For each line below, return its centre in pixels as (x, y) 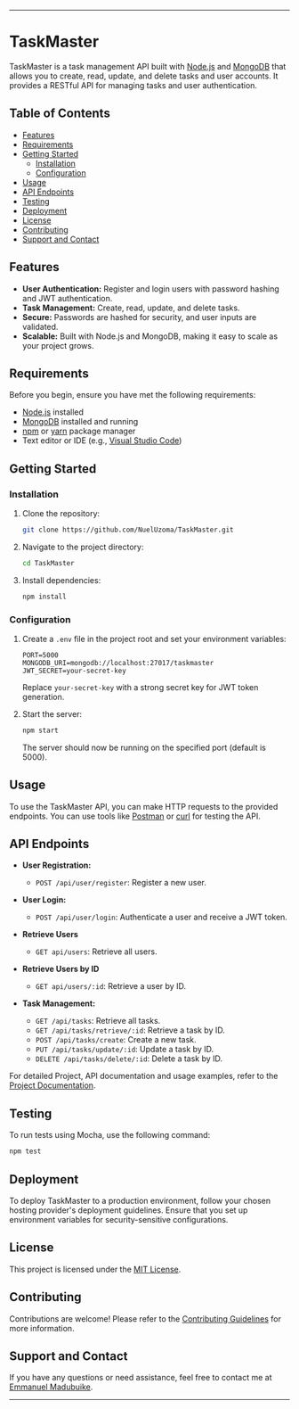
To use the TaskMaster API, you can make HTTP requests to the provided (144, 806)
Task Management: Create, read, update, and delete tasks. (131, 308)
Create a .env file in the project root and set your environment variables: (154, 639)
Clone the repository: (61, 514)
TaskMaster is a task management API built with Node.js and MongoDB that (148, 66)
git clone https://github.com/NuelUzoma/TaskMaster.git (128, 530)
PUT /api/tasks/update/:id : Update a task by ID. (125, 1050)
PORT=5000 (40, 655)
